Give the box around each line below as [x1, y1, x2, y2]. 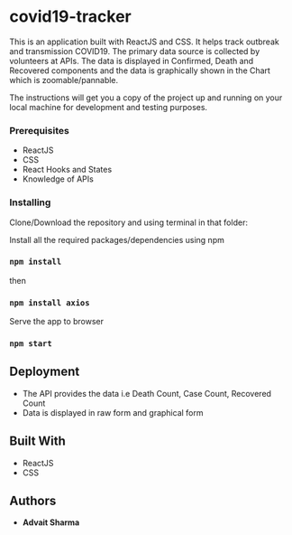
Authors [9, 493, 57, 509]
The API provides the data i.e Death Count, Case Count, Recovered [22, 388, 272, 399]
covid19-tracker [9, 6, 132, 27]
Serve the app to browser [9, 316, 105, 327]
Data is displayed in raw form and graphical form [22, 407, 204, 418]
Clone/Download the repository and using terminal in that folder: [9, 217, 248, 228]
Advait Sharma [22, 517, 80, 528]
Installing [9, 196, 51, 209]
